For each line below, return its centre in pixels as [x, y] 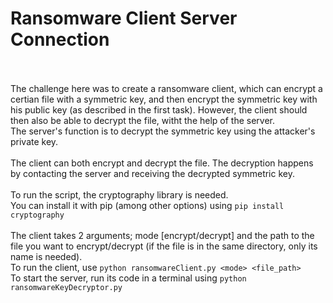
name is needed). [46, 256]
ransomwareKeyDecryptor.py [66, 287]
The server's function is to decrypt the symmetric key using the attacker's [163, 131]
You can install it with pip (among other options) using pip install [147, 205]
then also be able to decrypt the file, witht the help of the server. [143, 120]
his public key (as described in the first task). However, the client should [159, 109]
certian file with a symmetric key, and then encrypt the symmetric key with [164, 99]
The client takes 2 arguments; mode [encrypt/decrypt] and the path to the [162, 235]
